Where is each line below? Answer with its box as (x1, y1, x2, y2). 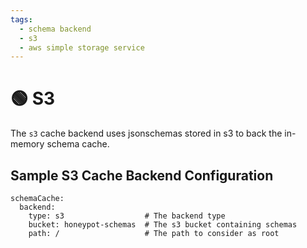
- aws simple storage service (19, 42, 145, 53)
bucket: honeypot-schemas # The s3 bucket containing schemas (28, 220, 298, 230)
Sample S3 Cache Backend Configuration (10, 167, 274, 184)
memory (10, 138, 45, 150)
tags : (10, 14, 33, 25)
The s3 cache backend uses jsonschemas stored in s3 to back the (10, 127, 283, 140)
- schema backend (19, 24, 92, 34)
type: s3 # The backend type (28, 211, 226, 221)
